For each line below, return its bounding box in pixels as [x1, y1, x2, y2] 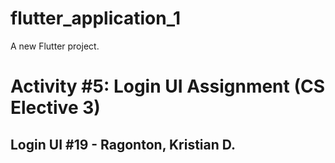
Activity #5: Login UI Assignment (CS [10, 75, 326, 98]
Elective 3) [10, 97, 101, 119]
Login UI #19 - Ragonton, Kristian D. [10, 136, 237, 153]
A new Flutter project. [10, 40, 100, 52]
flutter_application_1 [10, 7, 182, 30]
